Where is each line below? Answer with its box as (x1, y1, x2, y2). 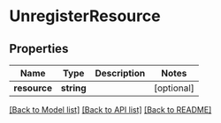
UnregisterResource (9, 6, 161, 26)
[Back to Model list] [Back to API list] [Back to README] (9, 105, 212, 115)
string (60, 82, 87, 94)
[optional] (153, 82, 194, 94)
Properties (9, 41, 69, 56)
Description (95, 68, 146, 79)
